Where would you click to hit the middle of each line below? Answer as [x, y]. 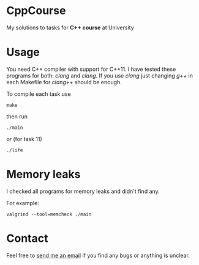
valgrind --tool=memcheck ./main [49, 214]
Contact [27, 238]
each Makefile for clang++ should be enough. [64, 82]
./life [15, 150]
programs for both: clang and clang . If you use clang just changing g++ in [99, 75]
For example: [23, 203]
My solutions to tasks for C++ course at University [70, 27]
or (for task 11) [24, 139]
